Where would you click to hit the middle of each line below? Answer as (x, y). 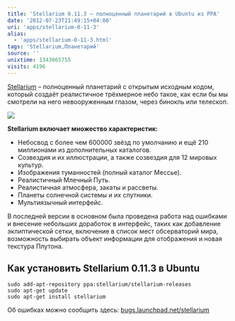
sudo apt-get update (38, 291)
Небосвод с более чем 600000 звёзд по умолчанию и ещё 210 (113, 142)
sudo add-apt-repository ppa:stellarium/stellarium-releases (99, 285)
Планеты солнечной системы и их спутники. (85, 194)
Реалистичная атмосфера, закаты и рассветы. (88, 187)
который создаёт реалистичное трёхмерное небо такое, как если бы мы (118, 94)
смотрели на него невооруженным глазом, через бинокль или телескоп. (118, 101)
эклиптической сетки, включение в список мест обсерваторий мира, (113, 231)
